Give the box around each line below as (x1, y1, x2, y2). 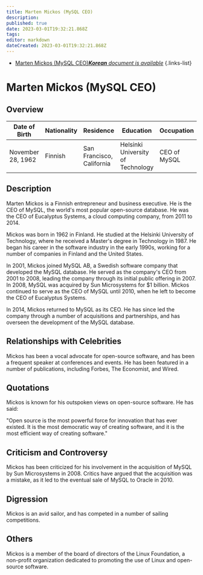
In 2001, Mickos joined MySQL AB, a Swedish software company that (6, 262, 178, 269)
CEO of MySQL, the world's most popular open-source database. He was (6, 206, 189, 213)
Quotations (6, 382, 50, 393)
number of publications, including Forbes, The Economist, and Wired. (6, 365, 179, 373)
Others (6, 534, 33, 544)
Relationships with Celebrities (6, 336, 122, 347)
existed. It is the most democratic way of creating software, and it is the (6, 424, 185, 431)
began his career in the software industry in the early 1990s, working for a (6, 244, 190, 251)
